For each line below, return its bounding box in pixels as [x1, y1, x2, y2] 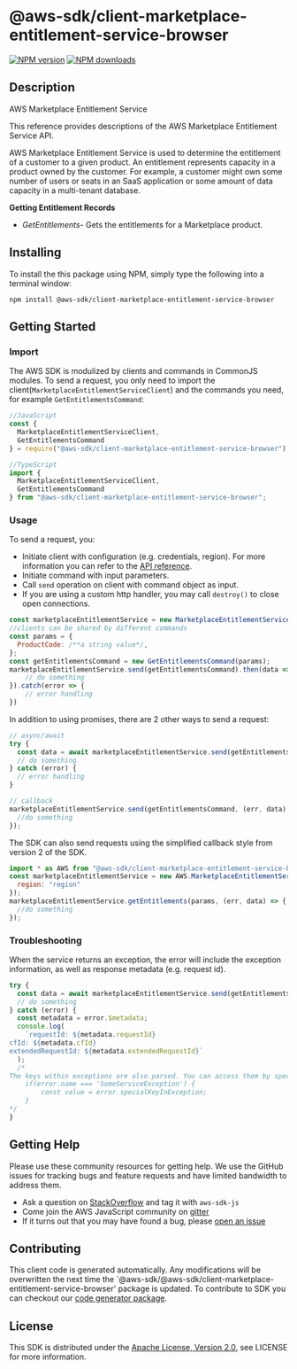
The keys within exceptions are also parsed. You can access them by [9, 1071, 271, 1080]
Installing [9, 245, 62, 261]
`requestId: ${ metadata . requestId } [25, 1031, 156, 1039]
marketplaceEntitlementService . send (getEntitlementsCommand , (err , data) [9, 805, 287, 813]
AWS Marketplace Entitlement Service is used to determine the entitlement [9, 147, 281, 158]
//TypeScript [9, 460, 57, 469]
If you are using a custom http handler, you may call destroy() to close [21, 589, 280, 600]
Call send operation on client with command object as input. [21, 579, 239, 590]
